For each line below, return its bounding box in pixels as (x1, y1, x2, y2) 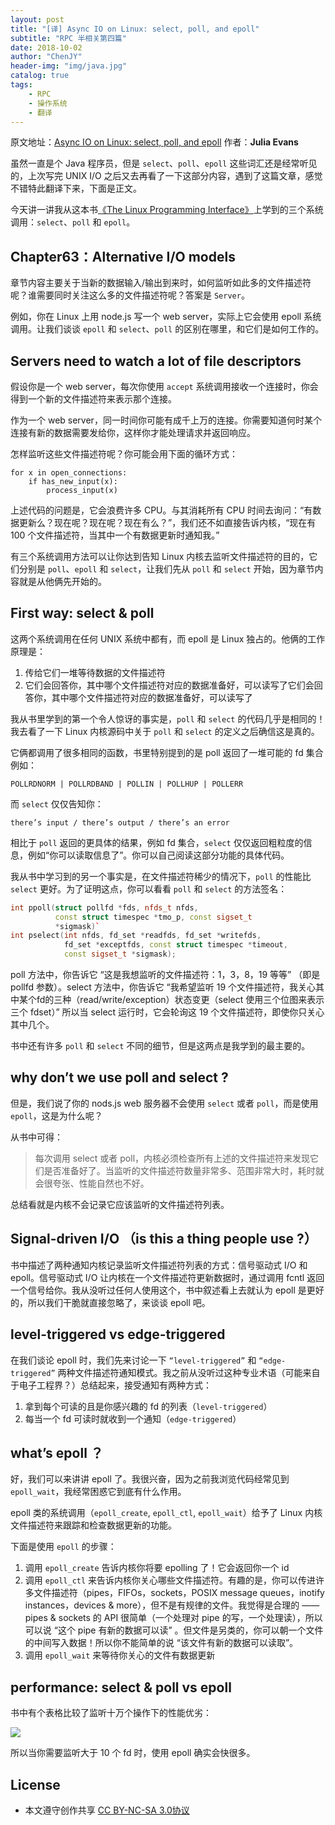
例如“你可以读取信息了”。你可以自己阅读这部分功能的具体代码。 (27, 849, 290, 861)
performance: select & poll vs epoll (10, 1679, 232, 1696)
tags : (10, 80, 33, 90)
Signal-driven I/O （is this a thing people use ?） (10, 1231, 318, 1248)
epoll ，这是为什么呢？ (10, 1109, 103, 1121)
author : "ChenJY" (10, 52, 83, 62)
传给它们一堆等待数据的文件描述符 (24, 666, 166, 678)
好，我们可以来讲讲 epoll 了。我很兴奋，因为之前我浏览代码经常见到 (10, 1473, 290, 1485)
